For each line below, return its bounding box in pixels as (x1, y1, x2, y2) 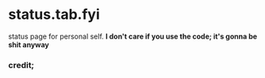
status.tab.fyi (8, 6, 101, 24)
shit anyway (8, 39, 50, 49)
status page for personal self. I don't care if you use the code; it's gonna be (8, 32, 258, 41)
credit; (8, 59, 34, 70)
